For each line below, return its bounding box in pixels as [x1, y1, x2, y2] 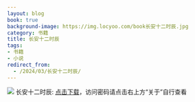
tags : [7, 42, 23, 49]
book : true [7, 17, 38, 23]
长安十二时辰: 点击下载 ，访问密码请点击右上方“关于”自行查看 [15, 88, 187, 96]
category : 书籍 [7, 29, 49, 37]
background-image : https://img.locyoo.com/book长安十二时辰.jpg [7, 23, 189, 30]
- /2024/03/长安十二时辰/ [13, 68, 81, 74]
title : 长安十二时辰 [7, 36, 60, 43]
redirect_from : [7, 61, 51, 68]
